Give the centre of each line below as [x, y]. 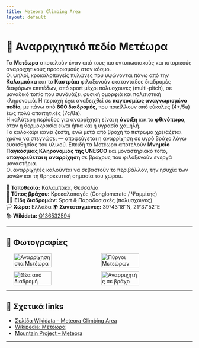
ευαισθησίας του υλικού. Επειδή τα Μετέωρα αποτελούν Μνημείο [88, 145]
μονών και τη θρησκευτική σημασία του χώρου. [65, 176]
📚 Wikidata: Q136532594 [38, 216]
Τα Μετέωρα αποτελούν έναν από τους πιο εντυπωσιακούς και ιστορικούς [99, 63]
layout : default [26, 17]
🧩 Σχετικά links [35, 306]
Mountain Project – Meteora [49, 333]
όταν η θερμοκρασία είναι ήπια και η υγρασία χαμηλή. [73, 126]
